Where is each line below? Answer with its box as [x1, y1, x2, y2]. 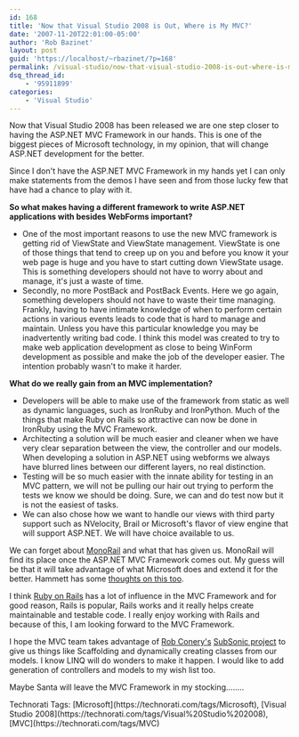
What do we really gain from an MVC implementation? [9, 378, 214, 389]
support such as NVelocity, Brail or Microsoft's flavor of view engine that [21, 518, 289, 530]
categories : [9, 87, 53, 96]
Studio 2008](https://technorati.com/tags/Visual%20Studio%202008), [9, 709, 269, 719]
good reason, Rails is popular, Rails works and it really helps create [9, 600, 255, 611]
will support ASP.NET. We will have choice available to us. [21, 528, 235, 539]
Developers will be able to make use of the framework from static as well [21, 395, 289, 406]
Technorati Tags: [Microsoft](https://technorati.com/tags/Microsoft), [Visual [9, 700, 287, 710]
